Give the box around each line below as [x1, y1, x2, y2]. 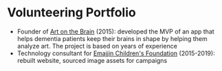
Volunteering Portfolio [7, 5, 136, 20]
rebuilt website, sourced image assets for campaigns [16, 56, 168, 64]
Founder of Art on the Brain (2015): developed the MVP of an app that [16, 27, 214, 35]
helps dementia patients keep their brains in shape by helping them [16, 34, 208, 42]
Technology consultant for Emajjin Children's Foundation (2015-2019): [16, 49, 215, 57]
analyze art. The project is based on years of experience [16, 42, 177, 50]
